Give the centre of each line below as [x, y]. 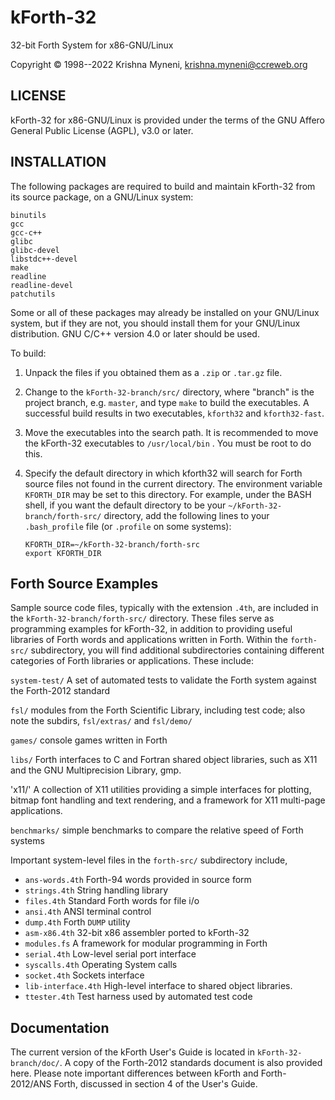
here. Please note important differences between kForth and [134, 1073]
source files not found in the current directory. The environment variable [173, 483]
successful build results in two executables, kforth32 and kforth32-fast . [174, 413]
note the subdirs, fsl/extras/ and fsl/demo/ [101, 721]
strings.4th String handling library [96, 890]
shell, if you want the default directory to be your [125, 505]
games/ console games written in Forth [89, 740]
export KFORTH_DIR [63, 553]
